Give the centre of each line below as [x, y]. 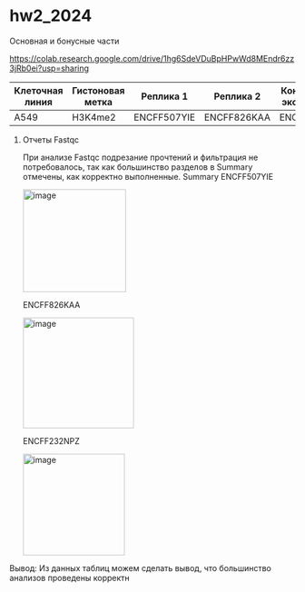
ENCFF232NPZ [51, 440]
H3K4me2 [94, 117]
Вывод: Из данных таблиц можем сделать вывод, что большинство [141, 567]
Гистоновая [98, 90]
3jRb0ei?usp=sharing [49, 68]
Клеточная [39, 90]
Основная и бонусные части [64, 41]
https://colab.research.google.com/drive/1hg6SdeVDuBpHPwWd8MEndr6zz [152, 58]
